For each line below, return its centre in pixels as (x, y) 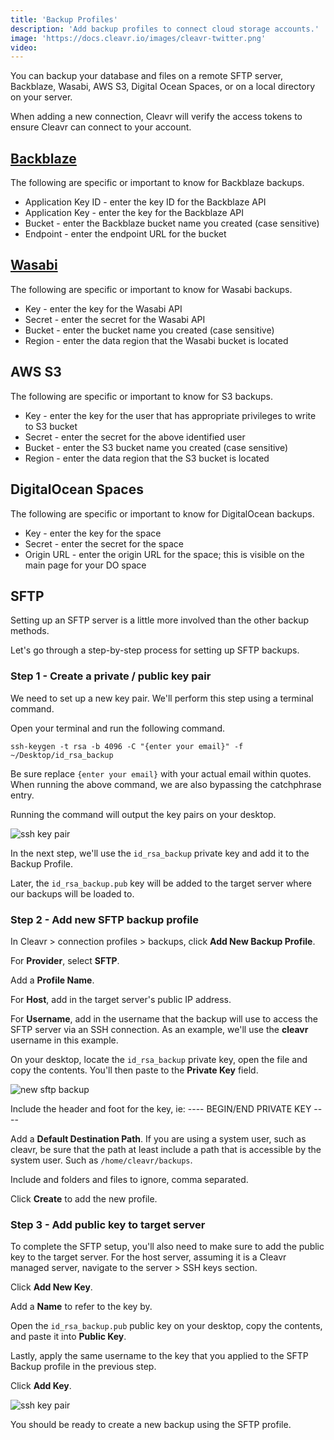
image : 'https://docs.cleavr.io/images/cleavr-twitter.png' (138, 38)
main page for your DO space (85, 565)
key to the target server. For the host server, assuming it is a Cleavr (148, 1257)
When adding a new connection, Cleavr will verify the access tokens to (156, 117)
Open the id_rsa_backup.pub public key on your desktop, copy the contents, (166, 1326)
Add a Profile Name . (52, 980)
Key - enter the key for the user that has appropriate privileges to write (170, 415)
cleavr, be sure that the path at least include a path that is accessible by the (166, 1149)
